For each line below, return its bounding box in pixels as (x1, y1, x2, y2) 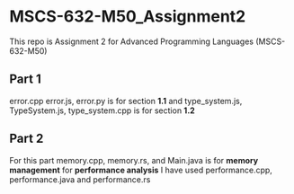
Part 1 (9, 72, 42, 87)
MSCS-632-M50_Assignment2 (9, 6, 246, 27)
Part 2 (9, 131, 44, 146)
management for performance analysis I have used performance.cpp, (9, 164, 272, 175)
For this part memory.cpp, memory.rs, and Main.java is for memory (9, 154, 259, 165)
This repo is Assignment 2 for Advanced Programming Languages (9, 36, 254, 47)
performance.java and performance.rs (9, 173, 151, 185)
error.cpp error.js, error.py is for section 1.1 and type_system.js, (9, 95, 243, 106)
